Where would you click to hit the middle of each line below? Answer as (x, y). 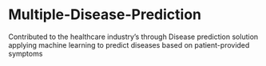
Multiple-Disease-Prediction (105, 15)
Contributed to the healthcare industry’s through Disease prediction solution (133, 37)
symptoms (26, 53)
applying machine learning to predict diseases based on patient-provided (129, 45)
